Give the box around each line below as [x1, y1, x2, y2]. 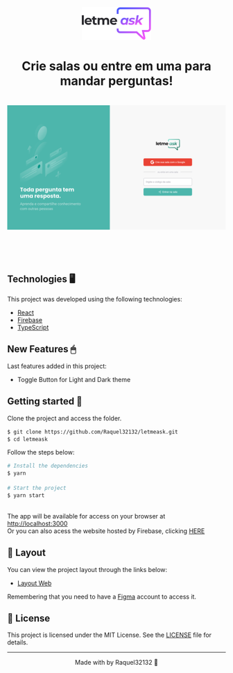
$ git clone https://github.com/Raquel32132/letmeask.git [7, 428, 178, 435]
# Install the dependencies [7, 463, 89, 470]
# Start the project [7, 484, 67, 492]
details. [7, 638, 28, 647]
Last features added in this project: [7, 362, 107, 370]
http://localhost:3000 [7, 519, 68, 528]
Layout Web [17, 578, 52, 587]
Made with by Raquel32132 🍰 [75, 658, 158, 667]
